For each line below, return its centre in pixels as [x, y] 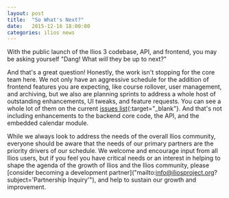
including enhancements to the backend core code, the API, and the [103, 116]
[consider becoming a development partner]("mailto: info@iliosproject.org [111, 173]
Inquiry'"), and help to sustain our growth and [132, 180]
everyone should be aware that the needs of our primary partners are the [110, 143]
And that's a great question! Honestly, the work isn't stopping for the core [111, 72]
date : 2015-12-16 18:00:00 [49, 26]
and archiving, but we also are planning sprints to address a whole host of [111, 94]
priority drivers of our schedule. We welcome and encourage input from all [112, 151]
